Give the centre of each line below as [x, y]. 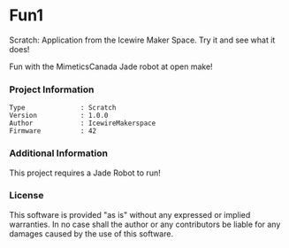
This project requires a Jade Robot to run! [85, 173]
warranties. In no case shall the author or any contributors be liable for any [145, 224]
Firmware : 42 [53, 131]
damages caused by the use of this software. [91, 233]
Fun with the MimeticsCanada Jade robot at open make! [111, 66]
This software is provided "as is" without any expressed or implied [130, 214]
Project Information [52, 89]
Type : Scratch [63, 108]
